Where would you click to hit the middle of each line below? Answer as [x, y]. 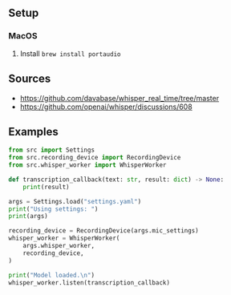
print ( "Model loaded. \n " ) [51, 275]
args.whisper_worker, [59, 246]
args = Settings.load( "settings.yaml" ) [75, 201]
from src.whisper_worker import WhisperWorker [87, 165]
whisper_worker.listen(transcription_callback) [89, 283]
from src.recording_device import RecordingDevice [95, 158]
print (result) [46, 187]
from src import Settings [51, 150]
